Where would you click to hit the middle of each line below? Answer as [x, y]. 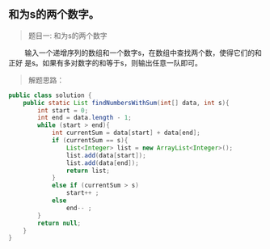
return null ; [59, 223]
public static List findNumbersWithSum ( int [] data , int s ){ [126, 103]
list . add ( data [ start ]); [106, 155]
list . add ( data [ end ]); [102, 163]
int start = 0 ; [63, 110]
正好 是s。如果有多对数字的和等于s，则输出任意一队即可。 [105, 62]
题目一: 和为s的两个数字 [67, 36]
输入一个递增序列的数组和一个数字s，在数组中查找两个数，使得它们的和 [143, 53]
